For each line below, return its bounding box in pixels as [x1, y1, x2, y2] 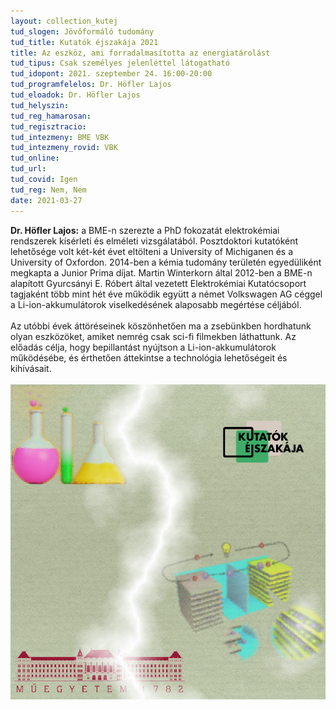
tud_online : [10, 153, 60, 164]
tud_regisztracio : [10, 121, 87, 132]
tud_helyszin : [10, 100, 70, 110]
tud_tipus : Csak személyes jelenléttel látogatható [10, 58, 230, 69]
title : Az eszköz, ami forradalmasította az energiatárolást [10, 48, 271, 58]
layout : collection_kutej [10, 16, 118, 26]
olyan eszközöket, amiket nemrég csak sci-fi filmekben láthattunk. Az [10, 330, 297, 342]
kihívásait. [10, 362, 52, 374]
